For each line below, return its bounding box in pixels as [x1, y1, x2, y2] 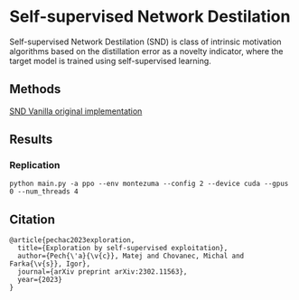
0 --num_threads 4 [9, 187, 79, 196]
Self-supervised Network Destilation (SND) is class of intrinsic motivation [9, 36, 282, 47]
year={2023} [17, 276, 63, 285]
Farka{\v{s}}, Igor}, [9, 259, 91, 268]
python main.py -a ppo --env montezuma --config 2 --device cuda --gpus [9, 179, 289, 189]
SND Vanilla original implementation [9, 106, 143, 117]
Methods [9, 81, 61, 97]
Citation [9, 211, 56, 227]
